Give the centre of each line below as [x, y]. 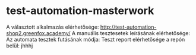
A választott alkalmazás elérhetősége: [53, 27]
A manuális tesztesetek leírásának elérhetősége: [131, 33]
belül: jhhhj [20, 46]
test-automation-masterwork [80, 11]
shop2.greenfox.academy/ [38, 33]
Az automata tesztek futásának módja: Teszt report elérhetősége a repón [96, 39]
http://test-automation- [128, 27]
